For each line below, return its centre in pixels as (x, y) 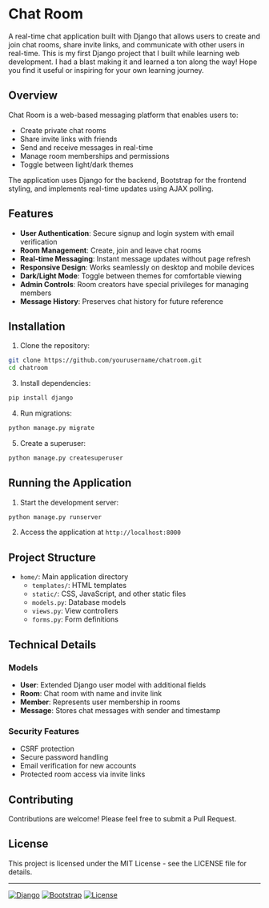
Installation (37, 326)
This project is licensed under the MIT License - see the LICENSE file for (127, 863)
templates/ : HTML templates (79, 586)
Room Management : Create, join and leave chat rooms (110, 250)
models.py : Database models (79, 602)
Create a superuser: (53, 443)
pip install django (41, 398)
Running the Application (70, 483)
